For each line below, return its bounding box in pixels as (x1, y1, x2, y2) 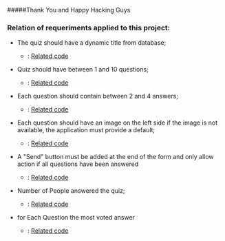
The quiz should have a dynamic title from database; (17, 39, 167, 47)
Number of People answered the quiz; (17, 187, 125, 195)
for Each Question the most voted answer (17, 213, 136, 222)
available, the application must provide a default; (17, 126, 156, 134)
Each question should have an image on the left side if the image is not (17, 118, 218, 127)
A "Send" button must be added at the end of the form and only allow (17, 153, 215, 161)
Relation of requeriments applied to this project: (7, 23, 171, 32)
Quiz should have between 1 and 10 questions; (17, 65, 149, 74)
